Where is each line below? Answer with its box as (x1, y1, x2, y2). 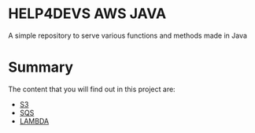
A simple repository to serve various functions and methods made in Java (8, 31, 248, 40)
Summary (8, 58, 73, 76)
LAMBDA (19, 116, 50, 126)
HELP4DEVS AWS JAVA (8, 5, 167, 23)
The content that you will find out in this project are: (8, 84, 176, 94)
